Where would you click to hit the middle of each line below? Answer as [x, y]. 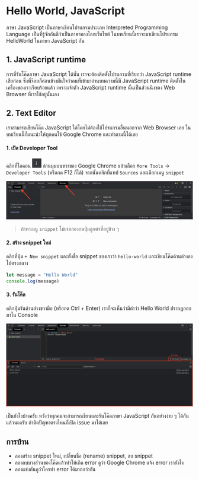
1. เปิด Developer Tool [32, 148]
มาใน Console [22, 315]
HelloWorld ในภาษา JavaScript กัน [45, 40]
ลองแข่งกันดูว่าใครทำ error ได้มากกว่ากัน [55, 470]
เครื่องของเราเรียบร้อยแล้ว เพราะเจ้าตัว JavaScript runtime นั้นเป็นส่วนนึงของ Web [91, 87]
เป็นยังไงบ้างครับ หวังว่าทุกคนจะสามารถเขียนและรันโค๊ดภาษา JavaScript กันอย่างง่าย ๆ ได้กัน [98, 416]
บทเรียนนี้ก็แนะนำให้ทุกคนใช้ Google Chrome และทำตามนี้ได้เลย [72, 134]
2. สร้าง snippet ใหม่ [29, 243]
